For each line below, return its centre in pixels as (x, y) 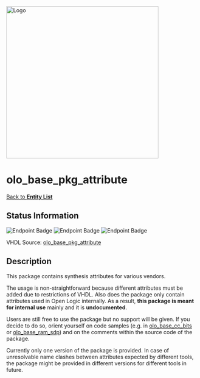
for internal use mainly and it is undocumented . (67, 307)
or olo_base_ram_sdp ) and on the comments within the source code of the (99, 332)
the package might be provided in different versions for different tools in (97, 363)
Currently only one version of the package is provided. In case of (88, 350)
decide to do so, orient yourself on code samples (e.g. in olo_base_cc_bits (99, 326)
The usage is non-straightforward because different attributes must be (95, 288)
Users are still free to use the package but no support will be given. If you (98, 319)
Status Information (43, 216)
